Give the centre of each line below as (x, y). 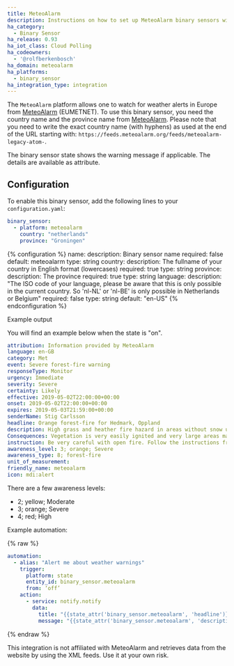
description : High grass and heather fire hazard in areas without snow (115, 429)
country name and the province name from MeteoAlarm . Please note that (112, 120)
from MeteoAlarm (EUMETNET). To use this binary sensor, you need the (110, 112)
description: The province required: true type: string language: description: (115, 276)
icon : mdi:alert (31, 475)
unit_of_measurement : (39, 462)
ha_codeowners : (29, 53)
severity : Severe (32, 384)
